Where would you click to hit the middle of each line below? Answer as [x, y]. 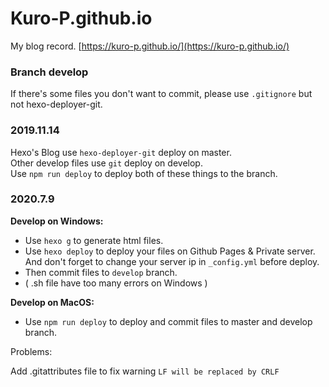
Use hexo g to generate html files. [94, 240]
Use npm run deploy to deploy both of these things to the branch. [144, 173]
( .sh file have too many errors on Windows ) [116, 283]
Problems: [31, 351]
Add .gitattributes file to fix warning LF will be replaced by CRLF [145, 371]
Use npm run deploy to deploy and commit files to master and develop [168, 321]
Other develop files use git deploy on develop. [106, 163]
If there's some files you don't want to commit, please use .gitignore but [161, 94]
